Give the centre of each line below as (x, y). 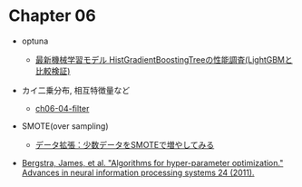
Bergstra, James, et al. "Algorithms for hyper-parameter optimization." (152, 162)
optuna (35, 41)
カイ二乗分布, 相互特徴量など (76, 90)
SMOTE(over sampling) (65, 126)
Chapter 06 (52, 16)
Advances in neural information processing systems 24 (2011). (138, 172)
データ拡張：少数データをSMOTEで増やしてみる (125, 144)
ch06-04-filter (62, 108)
